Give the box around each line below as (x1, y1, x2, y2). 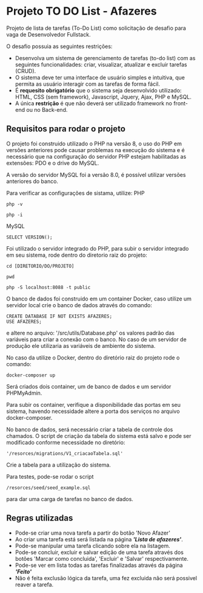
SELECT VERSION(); (6, 234, 53, 240)
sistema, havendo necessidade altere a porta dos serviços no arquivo (6, 407, 180, 415)
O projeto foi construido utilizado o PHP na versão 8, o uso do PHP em (6, 140, 182, 147)
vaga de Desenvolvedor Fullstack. (6, 30, 91, 38)
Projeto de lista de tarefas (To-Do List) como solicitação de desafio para (6, 24, 187, 32)
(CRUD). (15, 67, 36, 74)
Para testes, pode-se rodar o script (6, 473, 94, 480)
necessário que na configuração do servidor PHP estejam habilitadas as (6, 153, 187, 160)
